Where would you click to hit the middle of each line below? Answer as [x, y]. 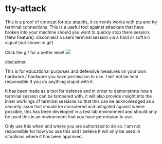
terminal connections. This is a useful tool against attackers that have [74, 27]
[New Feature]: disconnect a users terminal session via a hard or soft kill [77, 37]
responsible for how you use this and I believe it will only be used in [72, 131]
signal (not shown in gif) [29, 42]
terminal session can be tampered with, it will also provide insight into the [79, 96]
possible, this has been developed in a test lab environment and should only [81, 112]
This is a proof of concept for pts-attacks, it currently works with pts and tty [81, 22]
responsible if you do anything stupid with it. [49, 81]
